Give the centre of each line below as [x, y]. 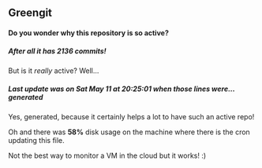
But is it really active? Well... [54, 71]
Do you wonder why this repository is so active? [89, 33]
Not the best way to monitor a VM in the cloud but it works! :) [107, 155]
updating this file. [36, 140]
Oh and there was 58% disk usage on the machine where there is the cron [129, 132]
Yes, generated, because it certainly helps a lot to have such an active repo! [131, 116]
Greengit [30, 13]
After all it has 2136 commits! [57, 51]
